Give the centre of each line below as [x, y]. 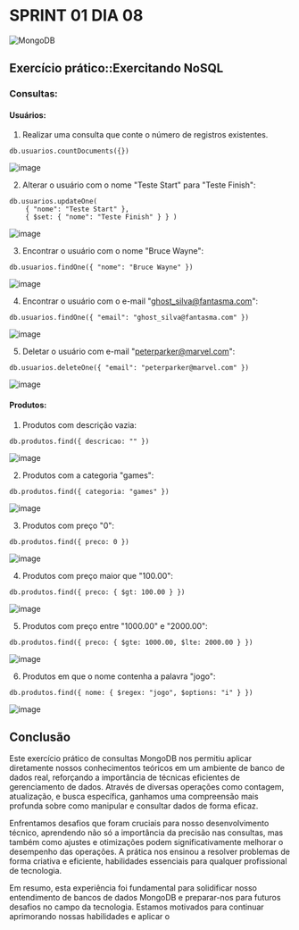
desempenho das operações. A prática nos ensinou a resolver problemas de [149, 852]
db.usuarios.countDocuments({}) [69, 151]
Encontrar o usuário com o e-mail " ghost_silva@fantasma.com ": [140, 301]
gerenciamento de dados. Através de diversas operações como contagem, [146, 787]
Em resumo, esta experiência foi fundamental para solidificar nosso [133, 888]
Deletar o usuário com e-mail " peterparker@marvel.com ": [129, 352]
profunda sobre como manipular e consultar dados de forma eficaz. [134, 806]
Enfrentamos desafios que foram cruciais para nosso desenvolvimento [139, 824]
